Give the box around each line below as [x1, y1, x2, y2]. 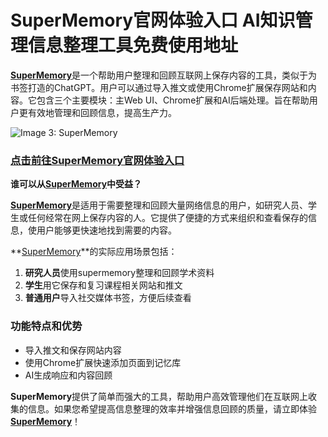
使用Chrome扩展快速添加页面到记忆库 [24, 356, 182, 368]
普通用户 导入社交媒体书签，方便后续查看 [24, 292, 192, 304]
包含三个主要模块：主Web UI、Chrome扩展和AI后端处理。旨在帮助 [36, 94, 310, 106]
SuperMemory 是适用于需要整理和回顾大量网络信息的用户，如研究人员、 [10, 199, 309, 211]
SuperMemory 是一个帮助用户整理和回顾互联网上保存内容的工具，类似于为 [10, 69, 318, 81]
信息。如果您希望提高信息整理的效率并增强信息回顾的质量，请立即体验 [27, 402, 317, 415]
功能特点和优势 [10, 319, 83, 333]
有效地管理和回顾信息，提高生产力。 [27, 106, 177, 118]
